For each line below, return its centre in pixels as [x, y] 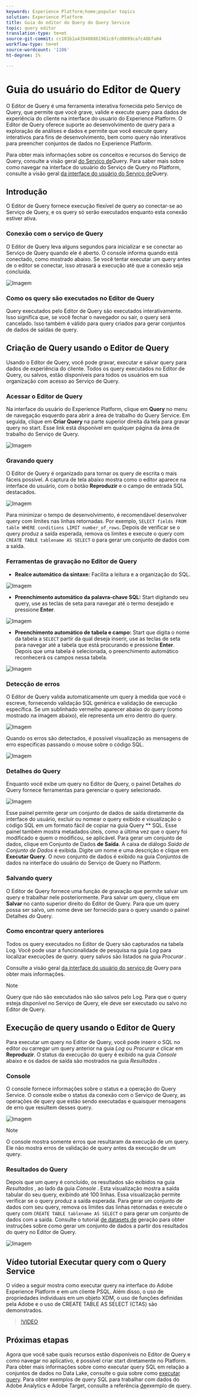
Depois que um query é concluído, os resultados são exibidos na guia [91, 1182]
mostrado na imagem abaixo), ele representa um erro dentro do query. [91, 715]
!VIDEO [29, 1322]
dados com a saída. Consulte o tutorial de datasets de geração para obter [96, 1220]
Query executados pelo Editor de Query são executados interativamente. [94, 311]
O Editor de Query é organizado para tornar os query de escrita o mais [92, 473]
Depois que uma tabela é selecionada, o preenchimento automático [96, 651]
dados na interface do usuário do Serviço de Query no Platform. [84, 863]
